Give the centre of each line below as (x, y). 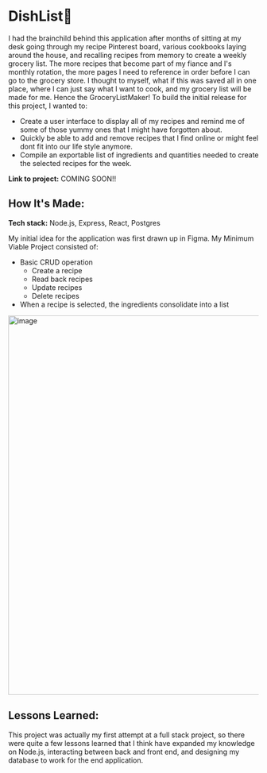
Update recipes (57, 287)
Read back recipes (62, 279)
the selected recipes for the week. (76, 163)
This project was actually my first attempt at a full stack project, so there (126, 735)
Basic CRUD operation (56, 262)
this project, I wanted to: (48, 106)
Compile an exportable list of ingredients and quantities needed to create (139, 155)
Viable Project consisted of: (53, 246)
